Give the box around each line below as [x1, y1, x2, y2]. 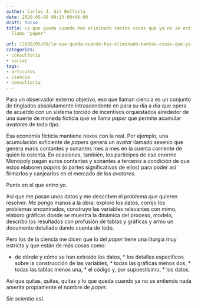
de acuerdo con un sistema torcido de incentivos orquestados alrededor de [6, 109, 189, 116]
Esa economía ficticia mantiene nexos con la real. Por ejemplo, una [6, 132, 169, 139]
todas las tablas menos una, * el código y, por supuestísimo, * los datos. [14, 266, 190, 273]
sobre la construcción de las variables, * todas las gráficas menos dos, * [14, 260, 192, 267]
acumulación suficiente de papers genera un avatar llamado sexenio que [6, 139, 184, 146]
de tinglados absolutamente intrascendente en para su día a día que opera [6, 102, 187, 109]
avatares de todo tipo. [6, 121, 60, 128]
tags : [6, 63, 19, 69]
